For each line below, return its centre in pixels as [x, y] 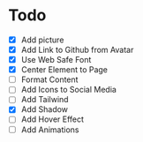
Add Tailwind [45, 100]
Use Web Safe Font [56, 60]
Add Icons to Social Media [68, 90]
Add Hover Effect [53, 119]
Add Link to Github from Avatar [77, 50]
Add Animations [50, 130]
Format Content [49, 79]
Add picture [42, 40]
